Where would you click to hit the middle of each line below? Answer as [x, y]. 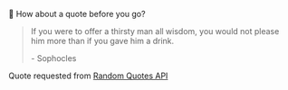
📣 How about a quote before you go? [77, 14]
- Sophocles [53, 58]
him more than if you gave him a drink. [102, 41]
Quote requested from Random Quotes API [88, 76]
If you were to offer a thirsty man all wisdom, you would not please [155, 31]
